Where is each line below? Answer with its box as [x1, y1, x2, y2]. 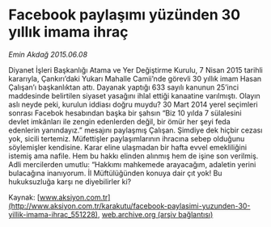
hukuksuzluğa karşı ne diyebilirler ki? [8, 176, 132, 187]
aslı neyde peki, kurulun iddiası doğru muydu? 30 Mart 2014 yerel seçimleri [8, 99, 259, 109]
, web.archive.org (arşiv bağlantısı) [97, 209, 214, 219]
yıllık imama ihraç [8, 23, 129, 41]
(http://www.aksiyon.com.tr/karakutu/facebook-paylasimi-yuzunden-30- [8, 200, 251, 211]
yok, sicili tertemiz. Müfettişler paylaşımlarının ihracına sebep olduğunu [8, 133, 245, 143]
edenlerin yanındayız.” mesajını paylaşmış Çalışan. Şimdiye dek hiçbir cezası [8, 125, 263, 135]
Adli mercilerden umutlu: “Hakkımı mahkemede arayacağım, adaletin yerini [8, 159, 256, 169]
